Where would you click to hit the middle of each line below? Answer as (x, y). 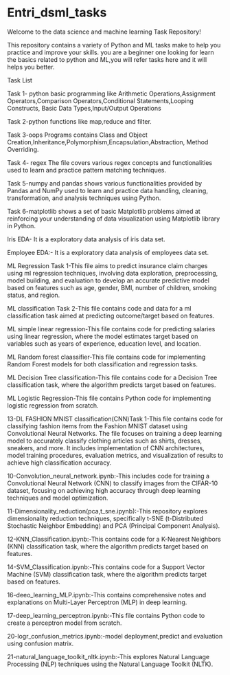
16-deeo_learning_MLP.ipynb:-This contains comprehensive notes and (107, 595)
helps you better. (31, 67)
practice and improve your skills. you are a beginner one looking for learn (111, 52)
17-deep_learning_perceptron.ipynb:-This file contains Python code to (106, 615)
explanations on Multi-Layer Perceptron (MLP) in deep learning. (97, 602)
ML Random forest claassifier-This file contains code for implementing (106, 357)
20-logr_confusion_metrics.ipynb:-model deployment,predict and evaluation (115, 636)
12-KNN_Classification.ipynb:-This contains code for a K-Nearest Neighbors (114, 539)
